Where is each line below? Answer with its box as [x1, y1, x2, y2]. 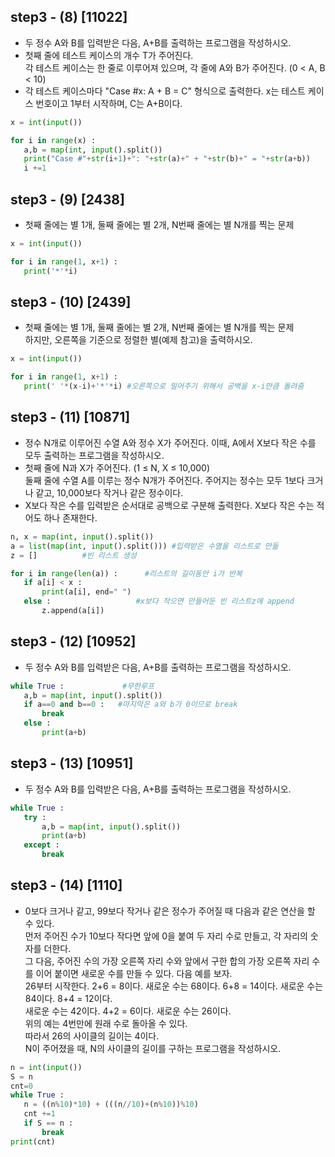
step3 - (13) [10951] [10, 755, 134, 772]
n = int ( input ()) [10, 1062, 83, 1072]
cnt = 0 [10, 1081, 33, 1091]
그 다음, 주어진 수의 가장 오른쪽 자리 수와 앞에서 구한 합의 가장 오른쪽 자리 [24, 955, 310, 967]
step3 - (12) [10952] [10, 633, 137, 650]
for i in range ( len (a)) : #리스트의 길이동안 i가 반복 [10, 568, 243, 579]
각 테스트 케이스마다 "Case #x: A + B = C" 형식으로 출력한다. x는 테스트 [24, 85, 306, 97]
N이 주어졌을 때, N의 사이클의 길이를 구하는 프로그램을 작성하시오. [24, 1042, 282, 1054]
